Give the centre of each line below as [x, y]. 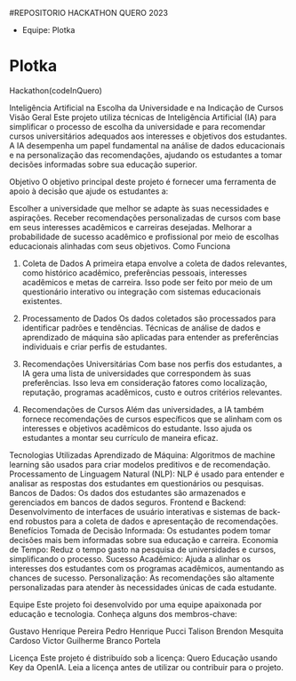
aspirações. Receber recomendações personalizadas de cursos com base [145, 218]
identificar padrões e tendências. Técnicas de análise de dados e [141, 327]
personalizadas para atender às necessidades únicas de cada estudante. [143, 587]
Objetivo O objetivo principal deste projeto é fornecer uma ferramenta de [143, 181]
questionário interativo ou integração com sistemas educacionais [141, 292]
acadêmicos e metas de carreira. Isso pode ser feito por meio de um [147, 282]
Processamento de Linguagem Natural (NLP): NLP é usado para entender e [147, 474]
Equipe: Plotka [48, 30]
